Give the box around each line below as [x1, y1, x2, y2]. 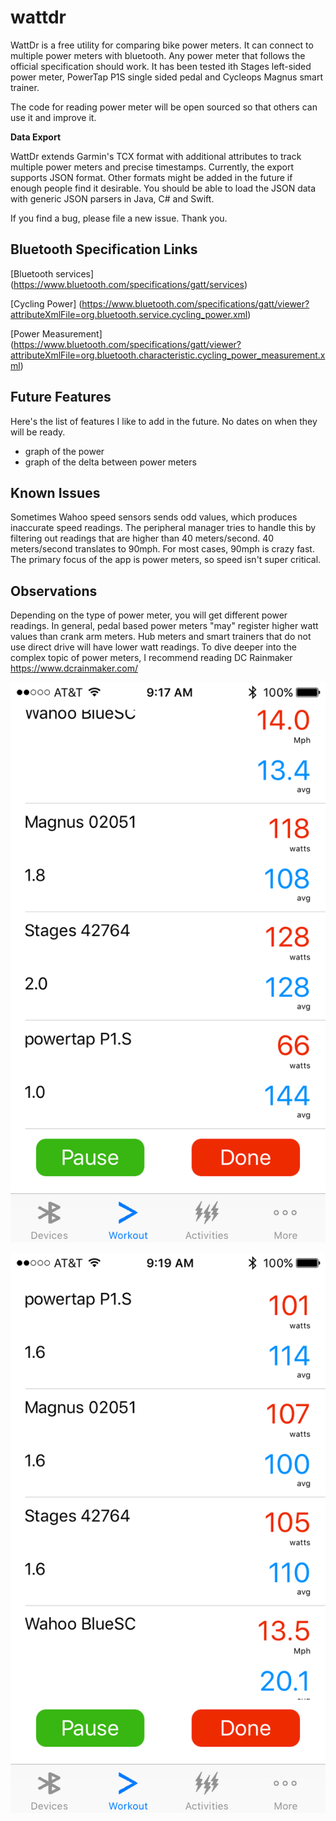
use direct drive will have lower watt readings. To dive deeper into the [10, 641, 297, 653]
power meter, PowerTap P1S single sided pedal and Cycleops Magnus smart [10, 71, 323, 83]
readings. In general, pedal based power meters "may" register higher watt [10, 620, 319, 632]
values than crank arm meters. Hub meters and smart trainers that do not [10, 631, 312, 643]
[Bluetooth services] [10, 267, 95, 280]
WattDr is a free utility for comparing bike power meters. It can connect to [10, 39, 314, 51]
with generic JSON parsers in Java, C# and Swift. [10, 192, 215, 205]
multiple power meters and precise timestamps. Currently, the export [10, 161, 295, 173]
